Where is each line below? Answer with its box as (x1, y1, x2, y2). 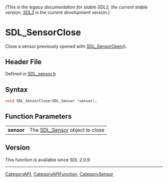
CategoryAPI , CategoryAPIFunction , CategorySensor (5, 171, 113, 177)
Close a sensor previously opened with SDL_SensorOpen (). (5, 43, 127, 49)
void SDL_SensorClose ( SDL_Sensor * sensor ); (5, 99, 97, 104)
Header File (5, 57, 42, 66)
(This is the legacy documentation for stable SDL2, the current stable (5, 4, 148, 10)
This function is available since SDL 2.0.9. (5, 157, 91, 163)
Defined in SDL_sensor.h (5, 71, 56, 77)
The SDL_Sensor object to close (29, 126, 105, 133)
